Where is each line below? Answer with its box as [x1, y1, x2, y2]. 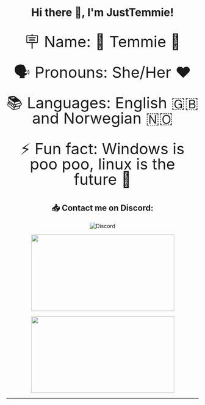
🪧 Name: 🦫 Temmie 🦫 [24, 32, 181, 51]
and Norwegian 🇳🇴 [32, 108, 173, 128]
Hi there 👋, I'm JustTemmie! [31, 6, 174, 20]
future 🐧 [73, 169, 132, 189]
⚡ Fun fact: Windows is [20, 139, 185, 158]
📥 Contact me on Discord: [51, 203, 154, 214]
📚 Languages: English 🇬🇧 [6, 93, 199, 113]
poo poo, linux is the [29, 154, 176, 174]
